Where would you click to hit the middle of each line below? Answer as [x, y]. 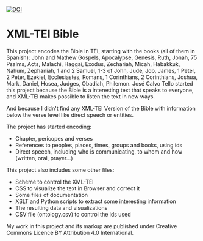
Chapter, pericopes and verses [54, 138]
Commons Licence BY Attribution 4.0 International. [70, 232]
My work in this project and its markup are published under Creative [92, 226]
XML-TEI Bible [43, 34]
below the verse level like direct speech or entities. [70, 115]
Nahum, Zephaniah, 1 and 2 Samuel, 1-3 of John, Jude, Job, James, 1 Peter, [101, 70]
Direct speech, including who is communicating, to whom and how [99, 151]
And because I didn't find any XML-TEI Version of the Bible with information [101, 108]
